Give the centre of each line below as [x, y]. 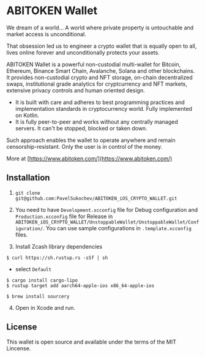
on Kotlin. [27, 115]
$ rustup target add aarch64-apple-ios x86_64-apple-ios [80, 285]
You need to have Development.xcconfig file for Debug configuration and [106, 209]
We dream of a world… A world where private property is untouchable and [100, 28]
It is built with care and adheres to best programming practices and [100, 102]
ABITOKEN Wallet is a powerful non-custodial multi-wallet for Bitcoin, [94, 64]
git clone [28, 193]
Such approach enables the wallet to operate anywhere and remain [91, 140]
